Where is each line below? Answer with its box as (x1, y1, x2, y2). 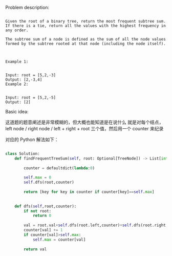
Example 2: (5, 82, 29, 87)
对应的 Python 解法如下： (5, 136, 59, 143)
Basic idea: (5, 109, 29, 114)
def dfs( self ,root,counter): (14, 204, 77, 209)
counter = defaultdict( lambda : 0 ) (24, 165, 95, 171)
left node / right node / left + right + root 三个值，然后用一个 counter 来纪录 (5, 126, 164, 131)
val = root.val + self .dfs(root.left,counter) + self (24, 223, 132, 228)
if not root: (24, 208, 52, 213)
